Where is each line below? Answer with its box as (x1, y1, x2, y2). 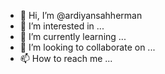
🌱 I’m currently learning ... (19, 31, 127, 42)
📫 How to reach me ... (19, 53, 113, 64)
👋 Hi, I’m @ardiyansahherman (19, 10, 143, 21)
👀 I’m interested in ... (19, 20, 105, 32)
